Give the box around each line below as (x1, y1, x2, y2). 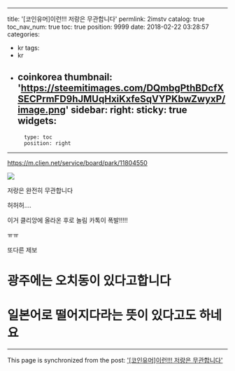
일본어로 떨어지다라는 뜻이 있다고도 (7, 307, 197, 323)
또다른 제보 (7, 246, 38, 254)
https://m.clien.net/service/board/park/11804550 (7, 158, 148, 167)
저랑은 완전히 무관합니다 (7, 186, 73, 195)
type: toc (24, 134, 52, 141)
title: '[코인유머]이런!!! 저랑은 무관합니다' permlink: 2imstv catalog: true (7, 15, 205, 23)
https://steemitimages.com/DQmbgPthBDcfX (20, 82, 225, 94)
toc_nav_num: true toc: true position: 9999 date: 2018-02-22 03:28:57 (7, 22, 209, 31)
